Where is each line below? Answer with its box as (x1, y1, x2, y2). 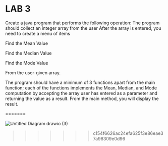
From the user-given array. (5, 69, 61, 76)
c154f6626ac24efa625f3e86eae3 (93, 130, 163, 136)
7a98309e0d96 (93, 135, 126, 141)
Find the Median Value (5, 50, 52, 56)
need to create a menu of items (5, 30, 71, 36)
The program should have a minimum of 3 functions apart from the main (5, 79, 155, 85)
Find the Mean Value (5, 40, 48, 46)
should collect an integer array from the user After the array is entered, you (5, 25, 161, 31)
